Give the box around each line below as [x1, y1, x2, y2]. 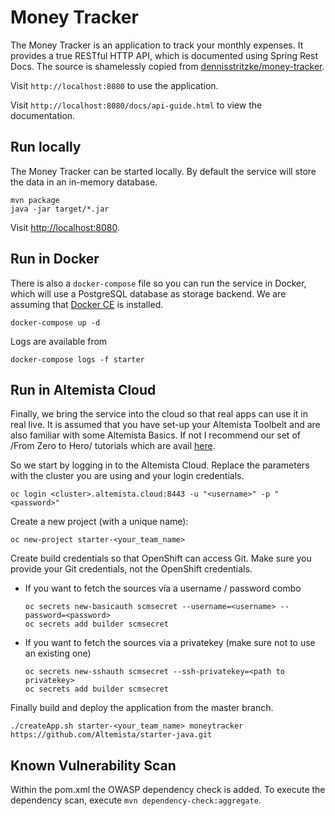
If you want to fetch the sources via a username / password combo [24, 582, 302, 595]
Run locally [10, 139, 82, 156]
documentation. [10, 109, 76, 121]
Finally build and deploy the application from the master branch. [10, 702, 274, 714]
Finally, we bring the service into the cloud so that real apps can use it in [10, 408, 309, 420]
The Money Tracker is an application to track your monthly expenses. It [10, 39, 304, 51]
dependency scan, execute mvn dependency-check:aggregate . [10, 794, 262, 806]
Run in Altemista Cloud [10, 381, 157, 398]
